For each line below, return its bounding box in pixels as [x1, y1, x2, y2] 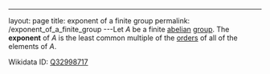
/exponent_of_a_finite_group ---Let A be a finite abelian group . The [8, 25, 230, 34]
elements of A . [8, 42, 57, 51]
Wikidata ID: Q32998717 [8, 57, 88, 67]
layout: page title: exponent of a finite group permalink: [8, 16, 190, 25]
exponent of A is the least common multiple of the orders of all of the [8, 33, 239, 43]
